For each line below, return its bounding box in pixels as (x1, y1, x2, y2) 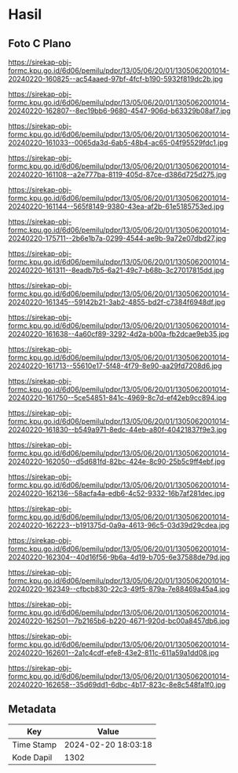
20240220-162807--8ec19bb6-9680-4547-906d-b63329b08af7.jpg (8, 106, 231, 115)
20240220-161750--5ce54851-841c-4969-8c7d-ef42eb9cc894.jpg (8, 393, 227, 402)
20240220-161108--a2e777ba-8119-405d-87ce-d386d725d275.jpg (8, 170, 227, 179)
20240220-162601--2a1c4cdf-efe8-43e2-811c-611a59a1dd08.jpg (8, 648, 220, 657)
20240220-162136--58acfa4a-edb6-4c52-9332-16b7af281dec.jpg (8, 489, 225, 498)
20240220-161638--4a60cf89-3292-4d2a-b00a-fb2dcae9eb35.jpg (8, 330, 229, 338)
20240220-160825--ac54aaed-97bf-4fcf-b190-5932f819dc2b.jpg (8, 75, 224, 83)
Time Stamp (12, 739, 57, 750)
